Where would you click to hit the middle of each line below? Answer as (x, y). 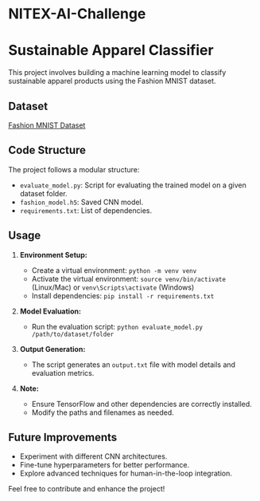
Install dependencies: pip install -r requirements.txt (123, 295)
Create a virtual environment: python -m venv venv (114, 270)
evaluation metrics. (63, 373)
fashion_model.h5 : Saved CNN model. (81, 202)
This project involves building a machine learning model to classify (117, 73)
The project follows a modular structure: (74, 169)
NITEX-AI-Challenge (77, 14)
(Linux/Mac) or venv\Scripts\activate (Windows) (113, 287)
